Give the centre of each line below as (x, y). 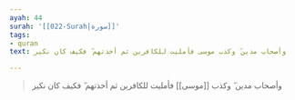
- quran (24, 43)
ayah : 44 (26, 18)
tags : (20, 35)
